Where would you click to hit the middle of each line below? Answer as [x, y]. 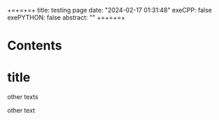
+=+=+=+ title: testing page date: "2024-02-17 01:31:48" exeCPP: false [110, 10]
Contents [35, 46]
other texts [23, 97]
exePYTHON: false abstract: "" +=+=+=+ [66, 17]
